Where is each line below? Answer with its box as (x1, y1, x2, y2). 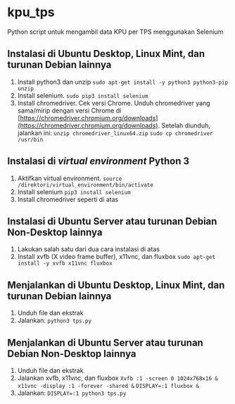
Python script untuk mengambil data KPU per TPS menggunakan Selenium (7, 27, 224, 36)
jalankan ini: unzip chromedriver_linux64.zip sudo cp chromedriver (17, 128, 213, 137)
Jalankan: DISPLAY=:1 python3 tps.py (17, 389, 127, 397)
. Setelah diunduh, (158, 121, 211, 130)
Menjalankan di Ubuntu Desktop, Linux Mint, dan (7, 279, 225, 291)
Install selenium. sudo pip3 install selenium (17, 91, 148, 99)
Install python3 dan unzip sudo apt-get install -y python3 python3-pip (17, 77, 229, 86)
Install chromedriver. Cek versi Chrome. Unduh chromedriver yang (17, 99, 210, 107)
